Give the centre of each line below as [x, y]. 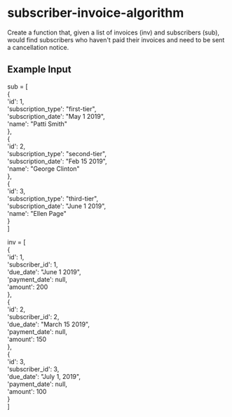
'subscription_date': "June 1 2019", [57, 206]
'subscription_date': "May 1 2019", [56, 116]
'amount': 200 [28, 287]
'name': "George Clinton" [43, 168]
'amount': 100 [27, 391]
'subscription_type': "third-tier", [53, 198]
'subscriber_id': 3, [33, 369]
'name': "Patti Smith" [37, 124]
